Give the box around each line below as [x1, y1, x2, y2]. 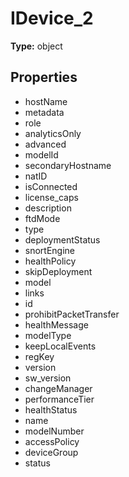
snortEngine [24, 244, 76, 256]
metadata [24, 106, 65, 118]
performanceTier [24, 393, 95, 405]
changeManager [24, 382, 93, 394]
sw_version [24, 372, 72, 384]
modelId [24, 148, 59, 161]
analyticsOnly [24, 127, 82, 139]
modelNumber [24, 425, 85, 437]
